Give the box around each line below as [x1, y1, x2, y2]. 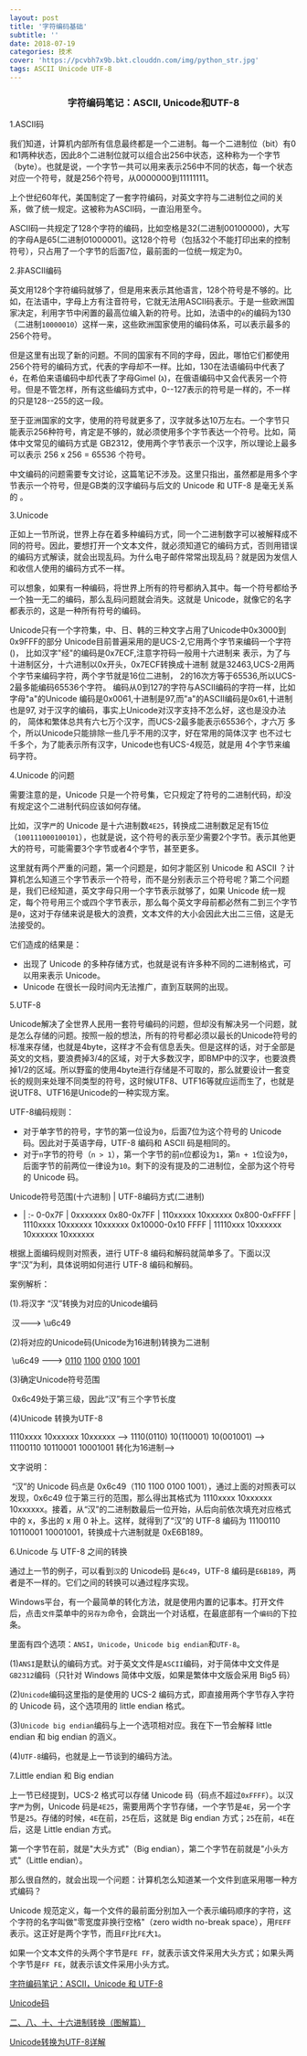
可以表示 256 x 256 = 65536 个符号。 [9, 449, 151, 460]
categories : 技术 [9, 48, 73, 57]
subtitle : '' [9, 30, 59, 39]
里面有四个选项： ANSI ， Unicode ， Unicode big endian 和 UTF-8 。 [9, 1639, 245, 1650]
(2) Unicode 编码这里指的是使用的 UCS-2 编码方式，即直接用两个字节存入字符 [9, 1689, 295, 1700]
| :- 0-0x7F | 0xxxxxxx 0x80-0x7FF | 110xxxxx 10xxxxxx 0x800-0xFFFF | [22, 1209, 297, 1221]
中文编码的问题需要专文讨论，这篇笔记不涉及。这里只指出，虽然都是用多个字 [9, 468, 298, 480]
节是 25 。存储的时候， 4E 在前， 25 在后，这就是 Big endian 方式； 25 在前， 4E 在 [9, 1813, 295, 1824]
